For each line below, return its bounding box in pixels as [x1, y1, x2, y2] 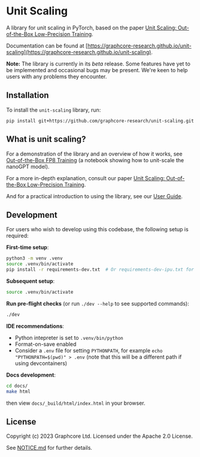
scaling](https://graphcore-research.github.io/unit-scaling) [6, 48, 151, 55]
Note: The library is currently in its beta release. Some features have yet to [6, 60, 190, 67]
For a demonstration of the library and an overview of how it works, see [6, 150, 183, 157]
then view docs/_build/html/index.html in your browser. [6, 399, 146, 407]
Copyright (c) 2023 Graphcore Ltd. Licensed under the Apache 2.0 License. [6, 432, 193, 440]
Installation [6, 90, 49, 100]
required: [6, 232, 29, 240]
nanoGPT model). [6, 163, 50, 170]
